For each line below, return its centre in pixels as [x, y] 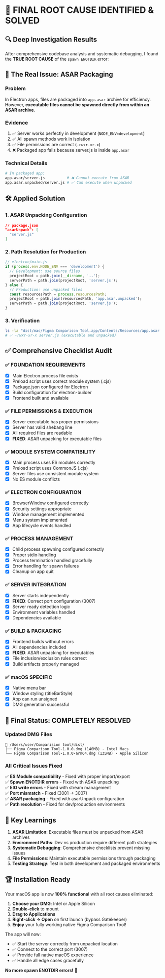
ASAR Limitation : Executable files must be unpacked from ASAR [78, 832]
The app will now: [23, 934]
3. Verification [23, 321]
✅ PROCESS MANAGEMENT [39, 538]
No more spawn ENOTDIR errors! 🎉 [41, 970]
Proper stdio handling [34, 555]
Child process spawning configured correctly [58, 549]
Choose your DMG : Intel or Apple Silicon [53, 903]
